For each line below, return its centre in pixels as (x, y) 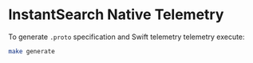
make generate (32, 51)
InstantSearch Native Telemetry (116, 15)
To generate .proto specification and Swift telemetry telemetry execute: (126, 37)
